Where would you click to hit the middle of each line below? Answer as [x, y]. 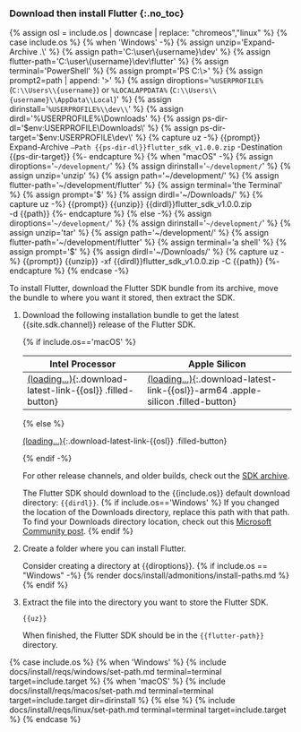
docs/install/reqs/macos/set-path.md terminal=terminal [112, 691]
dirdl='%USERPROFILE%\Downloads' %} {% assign [105, 118]
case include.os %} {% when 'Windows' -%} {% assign [112, 42]
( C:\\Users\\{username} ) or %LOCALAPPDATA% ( [91, 90]
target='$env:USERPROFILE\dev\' [71, 138]
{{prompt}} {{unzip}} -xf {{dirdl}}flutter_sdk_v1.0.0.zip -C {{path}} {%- [151, 262]
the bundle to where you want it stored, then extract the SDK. [122, 297]
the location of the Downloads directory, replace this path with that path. [156, 512]
